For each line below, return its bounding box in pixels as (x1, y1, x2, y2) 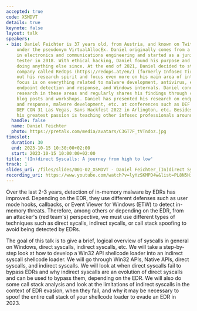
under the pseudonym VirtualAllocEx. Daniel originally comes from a (16, 47, 191, 53)
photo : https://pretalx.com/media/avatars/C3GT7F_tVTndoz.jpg (11, 129, 167, 135)
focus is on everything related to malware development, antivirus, (16, 80, 188, 86)
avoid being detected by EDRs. (6, 225, 80, 232)
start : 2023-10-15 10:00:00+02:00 (11, 150, 96, 156)
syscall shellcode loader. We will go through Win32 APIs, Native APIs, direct (6, 256, 189, 263)
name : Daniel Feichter (11, 123, 67, 129)
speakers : (6, 36, 30, 42)
